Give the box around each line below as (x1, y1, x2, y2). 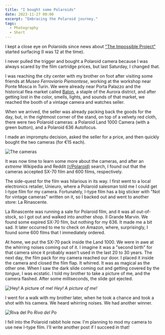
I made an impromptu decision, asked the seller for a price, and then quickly (5, 134, 160, 140)
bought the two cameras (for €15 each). (5, 139, 86, 145)
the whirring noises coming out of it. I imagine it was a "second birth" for (5, 244, 153, 250)
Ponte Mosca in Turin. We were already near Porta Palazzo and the (5, 84, 141, 89)
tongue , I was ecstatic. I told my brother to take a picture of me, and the (5, 271, 151, 276)
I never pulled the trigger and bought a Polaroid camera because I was (5, 59, 148, 64)
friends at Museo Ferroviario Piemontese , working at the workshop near (5, 78, 151, 84)
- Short (9, 30, 26, 35)
